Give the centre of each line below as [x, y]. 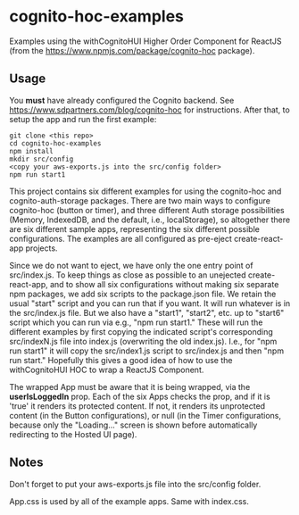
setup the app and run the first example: [83, 119]
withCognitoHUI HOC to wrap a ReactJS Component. [107, 370]
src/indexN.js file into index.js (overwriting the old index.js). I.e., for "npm [143, 341]
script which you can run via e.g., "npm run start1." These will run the [136, 322]
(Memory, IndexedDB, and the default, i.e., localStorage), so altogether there [150, 220]
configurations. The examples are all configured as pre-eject [120, 238]
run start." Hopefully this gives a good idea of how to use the [121, 360]
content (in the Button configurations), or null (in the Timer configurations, [145, 415]
